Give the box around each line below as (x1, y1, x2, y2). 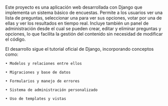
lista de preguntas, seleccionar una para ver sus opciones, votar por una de (5, 15, 162, 21)
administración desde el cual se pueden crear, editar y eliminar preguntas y (5, 26, 161, 32)
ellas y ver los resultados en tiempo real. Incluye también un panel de (5, 20, 149, 26)
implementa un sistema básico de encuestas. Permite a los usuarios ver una (5, 10, 163, 16)
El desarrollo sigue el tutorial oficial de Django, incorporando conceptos (5, 46, 154, 52)
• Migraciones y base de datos (5, 70, 71, 75)
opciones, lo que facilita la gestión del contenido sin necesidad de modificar (5, 31, 163, 37)
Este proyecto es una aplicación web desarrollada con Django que (5, 5, 142, 10)
